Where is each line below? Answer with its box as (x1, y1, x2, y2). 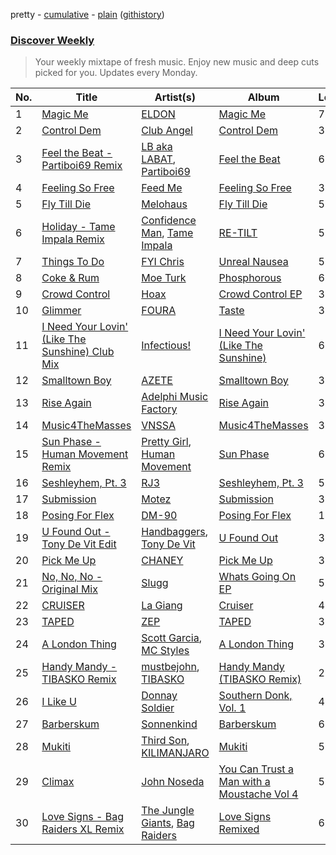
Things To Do (41, 255, 105, 269)
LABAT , (141, 152, 177, 166)
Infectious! (141, 339, 192, 353)
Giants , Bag (141, 816, 195, 830)
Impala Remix (41, 232, 105, 246)
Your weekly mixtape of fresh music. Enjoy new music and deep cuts (34, 56, 320, 68)
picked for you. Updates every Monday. (34, 67, 198, 79)
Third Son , (141, 734, 190, 748)
